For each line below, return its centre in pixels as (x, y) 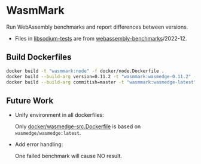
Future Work (30, 100)
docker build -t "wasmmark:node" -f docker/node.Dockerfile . (85, 71)
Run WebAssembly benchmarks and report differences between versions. (97, 27)
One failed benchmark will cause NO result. (68, 156)
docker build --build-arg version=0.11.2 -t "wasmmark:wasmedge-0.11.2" (99, 76)
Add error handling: (39, 144)
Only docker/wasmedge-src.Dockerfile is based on (78, 126)
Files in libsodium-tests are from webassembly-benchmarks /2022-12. (101, 38)
